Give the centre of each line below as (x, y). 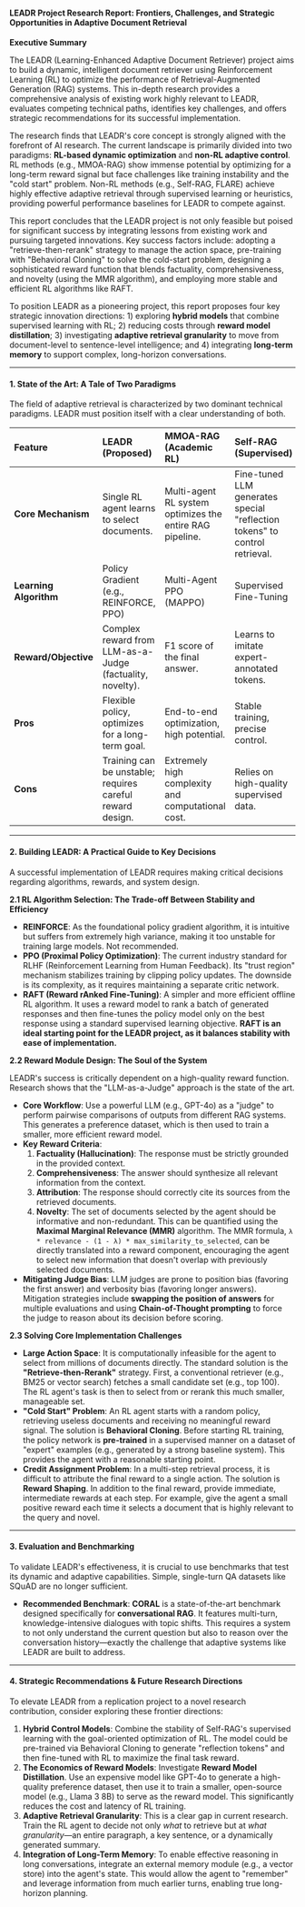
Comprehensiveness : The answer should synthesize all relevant (157, 1172)
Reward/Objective (54, 657)
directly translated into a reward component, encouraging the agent (162, 1250)
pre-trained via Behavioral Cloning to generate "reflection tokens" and (153, 1748)
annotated (256, 668)
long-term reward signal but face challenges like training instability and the (149, 175)
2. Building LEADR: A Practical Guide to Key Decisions (113, 852)
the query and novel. (61, 1517)
